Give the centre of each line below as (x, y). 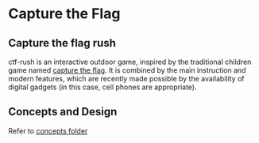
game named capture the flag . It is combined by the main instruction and (127, 70)
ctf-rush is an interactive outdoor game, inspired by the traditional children (130, 62)
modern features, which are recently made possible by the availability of (126, 79)
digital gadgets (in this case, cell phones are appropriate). (102, 87)
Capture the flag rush (62, 43)
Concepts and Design (63, 112)
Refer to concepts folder (48, 130)
